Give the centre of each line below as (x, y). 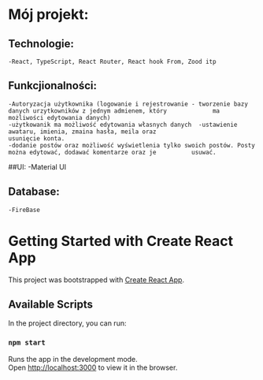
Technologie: (41, 44)
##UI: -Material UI (37, 166)
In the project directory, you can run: (67, 323)
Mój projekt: (48, 15)
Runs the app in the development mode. (73, 359)
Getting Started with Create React (121, 241)
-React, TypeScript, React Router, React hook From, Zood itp (112, 61)
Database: (34, 192)
